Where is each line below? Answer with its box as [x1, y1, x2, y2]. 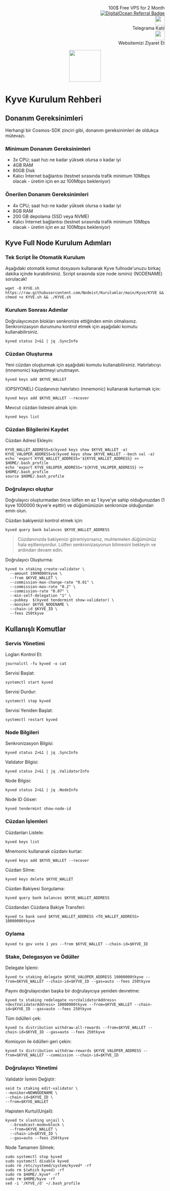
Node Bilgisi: [5, 778, 32, 784]
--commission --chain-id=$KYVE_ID [46, 1053, 119, 1058]
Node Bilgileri [5, 729, 39, 736]
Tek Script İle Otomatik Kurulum [5, 254, 85, 261]
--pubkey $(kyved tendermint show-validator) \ [10, 598, 114, 603]
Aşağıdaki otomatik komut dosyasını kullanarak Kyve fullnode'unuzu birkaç [5, 265, 161, 271]
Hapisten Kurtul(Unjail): [5, 1108, 54, 1114]
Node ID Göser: [5, 797, 38, 803]
